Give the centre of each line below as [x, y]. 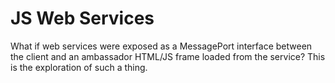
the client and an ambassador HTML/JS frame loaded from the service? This [168, 56]
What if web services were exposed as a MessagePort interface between [161, 46]
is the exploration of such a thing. [79, 67]
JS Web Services [82, 18]
